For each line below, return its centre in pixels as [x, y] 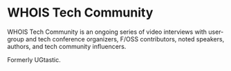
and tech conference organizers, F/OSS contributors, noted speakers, [125, 39]
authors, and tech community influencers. [67, 46]
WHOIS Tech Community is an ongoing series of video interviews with [107, 32]
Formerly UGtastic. [34, 59]
